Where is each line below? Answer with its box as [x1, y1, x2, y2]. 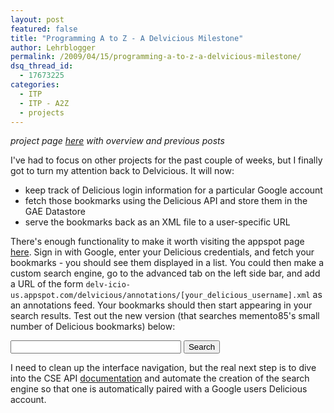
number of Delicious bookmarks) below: [10, 321, 176, 333]
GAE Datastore [24, 206, 86, 218]
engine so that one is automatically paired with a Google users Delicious [10, 383, 308, 395]
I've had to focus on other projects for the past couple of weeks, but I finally [10, 154, 323, 166]
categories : [10, 80, 60, 90]
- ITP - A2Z [19, 98, 70, 108]
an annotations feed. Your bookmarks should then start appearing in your [10, 299, 313, 311]
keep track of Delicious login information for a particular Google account [24, 184, 323, 196]
